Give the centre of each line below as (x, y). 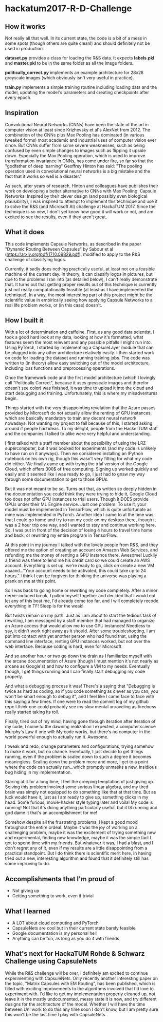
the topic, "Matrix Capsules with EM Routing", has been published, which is (80, 983)
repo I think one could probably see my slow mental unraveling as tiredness (81, 707)
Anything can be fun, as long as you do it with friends (66, 939)
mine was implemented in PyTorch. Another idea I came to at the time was (79, 515)
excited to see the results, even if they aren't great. (56, 217)
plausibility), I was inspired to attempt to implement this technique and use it (81, 201)
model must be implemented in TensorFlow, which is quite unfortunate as (78, 510)
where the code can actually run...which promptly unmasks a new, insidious (81, 767)
